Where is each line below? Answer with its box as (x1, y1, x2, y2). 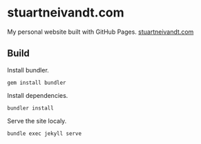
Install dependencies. (7, 91, 68, 99)
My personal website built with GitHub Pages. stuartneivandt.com (7, 28, 194, 36)
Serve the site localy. (7, 116, 67, 125)
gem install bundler (7, 79, 67, 86)
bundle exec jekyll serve (7, 130, 82, 137)
